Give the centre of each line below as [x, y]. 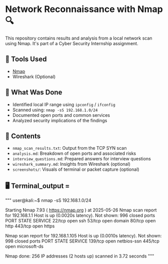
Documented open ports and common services [61, 115]
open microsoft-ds [24, 246]
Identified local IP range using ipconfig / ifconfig [64, 104]
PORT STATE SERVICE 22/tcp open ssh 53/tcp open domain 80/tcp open [80, 221]
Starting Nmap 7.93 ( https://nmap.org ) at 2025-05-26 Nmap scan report [81, 210]
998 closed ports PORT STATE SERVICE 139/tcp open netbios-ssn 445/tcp [82, 241]
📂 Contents [23, 136]
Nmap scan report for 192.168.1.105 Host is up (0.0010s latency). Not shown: [83, 236]
